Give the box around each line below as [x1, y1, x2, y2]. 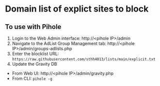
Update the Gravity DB [12, 61, 57, 67]
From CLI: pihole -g [12, 76, 52, 81]
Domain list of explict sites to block [5, 3, 149, 14]
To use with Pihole [5, 23, 62, 31]
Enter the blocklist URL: [12, 51, 59, 57]
